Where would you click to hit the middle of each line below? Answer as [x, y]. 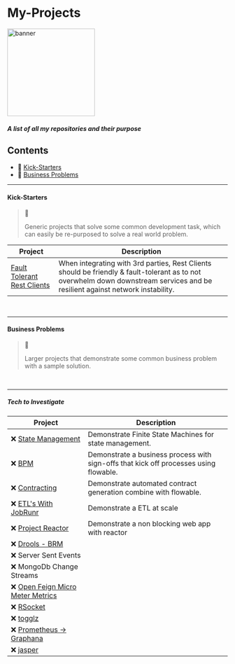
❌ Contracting [34, 487]
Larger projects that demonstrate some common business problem [121, 358]
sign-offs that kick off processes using [152, 463]
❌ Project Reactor [40, 528]
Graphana [27, 638]
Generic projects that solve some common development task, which [122, 226]
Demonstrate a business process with [150, 455]
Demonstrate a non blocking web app [149, 523]
